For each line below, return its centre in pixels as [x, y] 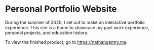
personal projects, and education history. [47, 33]
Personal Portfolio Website [61, 9]
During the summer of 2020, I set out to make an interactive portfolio [75, 22]
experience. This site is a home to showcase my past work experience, [77, 27]
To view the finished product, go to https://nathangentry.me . [66, 42]
